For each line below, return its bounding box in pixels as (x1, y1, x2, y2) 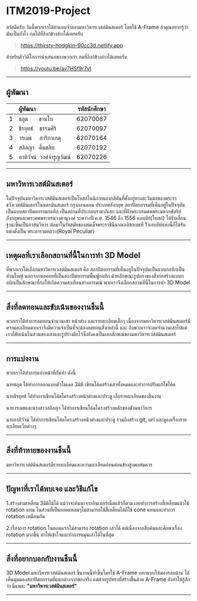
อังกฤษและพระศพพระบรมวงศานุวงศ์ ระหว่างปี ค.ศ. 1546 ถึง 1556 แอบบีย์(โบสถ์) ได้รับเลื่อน (6, 214, 186, 221)
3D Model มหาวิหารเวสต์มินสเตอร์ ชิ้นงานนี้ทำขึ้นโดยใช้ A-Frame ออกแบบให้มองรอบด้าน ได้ (6, 569, 190, 576)
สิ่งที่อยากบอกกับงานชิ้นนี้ (6, 554, 77, 564)
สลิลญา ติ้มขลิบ (18, 143, 55, 151)
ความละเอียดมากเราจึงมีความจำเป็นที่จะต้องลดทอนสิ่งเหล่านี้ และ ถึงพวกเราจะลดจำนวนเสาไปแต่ (6, 324, 188, 331)
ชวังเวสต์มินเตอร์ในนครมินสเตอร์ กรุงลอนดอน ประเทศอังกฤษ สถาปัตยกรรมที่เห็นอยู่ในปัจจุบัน (6, 201, 185, 208)
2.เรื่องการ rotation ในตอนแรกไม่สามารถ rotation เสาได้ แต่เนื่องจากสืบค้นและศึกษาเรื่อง (6, 524, 182, 531)
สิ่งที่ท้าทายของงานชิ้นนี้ (6, 446, 72, 456)
